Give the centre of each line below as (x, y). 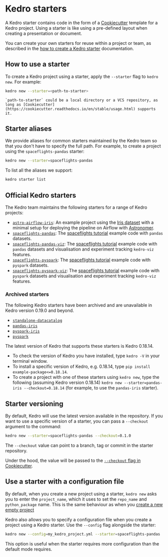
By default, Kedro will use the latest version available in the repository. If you (84, 416)
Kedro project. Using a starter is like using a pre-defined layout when (76, 28)
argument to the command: (33, 427)
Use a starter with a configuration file (65, 482)
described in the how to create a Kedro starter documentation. (70, 48)
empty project (20, 510)
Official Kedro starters (41, 195)
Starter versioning (34, 404)
